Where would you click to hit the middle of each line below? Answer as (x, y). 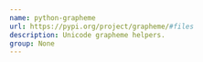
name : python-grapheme (53, 18)
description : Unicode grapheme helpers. (88, 35)
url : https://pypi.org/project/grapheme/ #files (102, 26)
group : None (32, 43)
